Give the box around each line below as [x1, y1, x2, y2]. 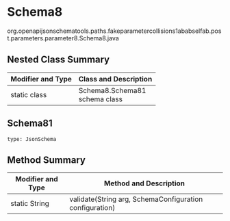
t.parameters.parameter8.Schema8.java [7, 34, 120, 42]
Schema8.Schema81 [78, 86, 146, 95]
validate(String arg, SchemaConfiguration [69, 194, 203, 204]
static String [10, 199, 50, 209]
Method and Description [103, 179, 186, 188]
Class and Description [78, 74, 153, 83]
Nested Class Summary [7, 54, 110, 66]
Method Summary [7, 154, 86, 166]
